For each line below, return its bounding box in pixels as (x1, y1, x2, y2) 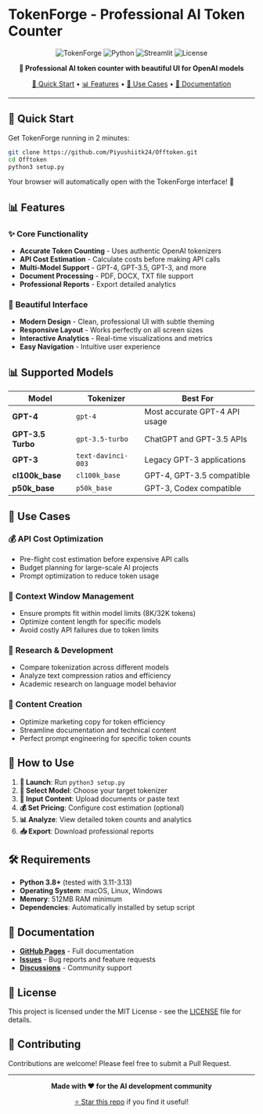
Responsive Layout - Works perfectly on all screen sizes (19, 325, 204, 335)
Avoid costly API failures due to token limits (19, 625, 159, 635)
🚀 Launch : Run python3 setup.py (19, 777, 125, 786)
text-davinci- (75, 452, 129, 460)
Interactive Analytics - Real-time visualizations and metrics (19, 334, 213, 343)
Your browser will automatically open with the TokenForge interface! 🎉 (8, 177, 235, 186)
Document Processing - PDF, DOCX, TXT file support (19, 271, 194, 280)
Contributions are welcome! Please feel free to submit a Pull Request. (8, 1058, 232, 1068)
